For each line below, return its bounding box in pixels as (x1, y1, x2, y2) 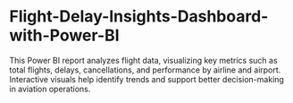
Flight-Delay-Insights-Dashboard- (9, 6, 269, 27)
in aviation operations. (9, 83, 91, 94)
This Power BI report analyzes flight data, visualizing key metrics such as (9, 55, 279, 65)
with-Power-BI (9, 25, 120, 46)
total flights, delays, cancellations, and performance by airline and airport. (9, 64, 281, 75)
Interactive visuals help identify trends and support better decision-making (9, 73, 284, 84)
